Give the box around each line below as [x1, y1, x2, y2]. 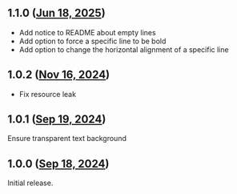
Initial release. [7, 178, 54, 188]
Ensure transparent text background [7, 134, 127, 143]
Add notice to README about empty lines [18, 27, 157, 37]
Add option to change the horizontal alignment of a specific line [18, 44, 229, 55]
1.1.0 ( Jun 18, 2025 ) [7, 6, 106, 20]
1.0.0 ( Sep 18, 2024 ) [7, 156, 110, 171]
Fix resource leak [18, 89, 77, 99]
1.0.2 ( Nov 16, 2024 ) [7, 68, 110, 82]
